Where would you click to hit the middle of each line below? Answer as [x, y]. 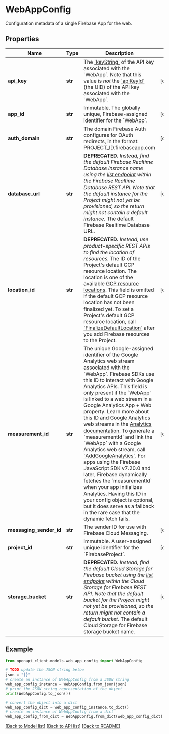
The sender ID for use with [115, 527]
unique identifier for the [111, 547]
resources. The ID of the [112, 258]
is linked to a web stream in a [118, 399]
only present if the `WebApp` [118, 393]
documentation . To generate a [119, 431]
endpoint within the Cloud [114, 581]
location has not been [109, 302]
